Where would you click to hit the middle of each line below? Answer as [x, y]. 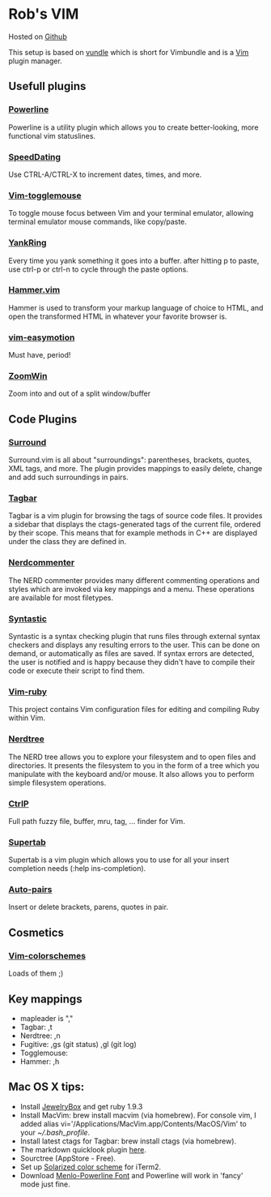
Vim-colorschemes [47, 955]
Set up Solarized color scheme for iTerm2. [91, 1167]
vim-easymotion [42, 337]
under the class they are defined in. [68, 542]
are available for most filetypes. [61, 598]
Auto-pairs [30, 890]
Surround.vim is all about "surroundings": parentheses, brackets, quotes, [130, 460]
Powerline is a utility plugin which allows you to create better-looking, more [133, 127]
